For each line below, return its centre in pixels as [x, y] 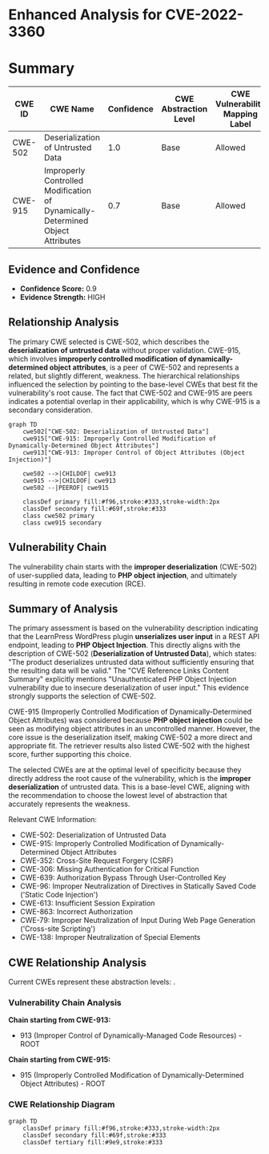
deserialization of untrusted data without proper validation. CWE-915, [124, 350]
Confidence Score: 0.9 [58, 288]
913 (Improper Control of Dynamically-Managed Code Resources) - [131, 1035]
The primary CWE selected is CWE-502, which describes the [109, 342]
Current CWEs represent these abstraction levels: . [92, 982]
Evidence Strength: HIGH [62, 297]
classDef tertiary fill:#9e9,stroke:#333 [92, 1142]
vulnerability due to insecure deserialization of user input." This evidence [129, 688]
